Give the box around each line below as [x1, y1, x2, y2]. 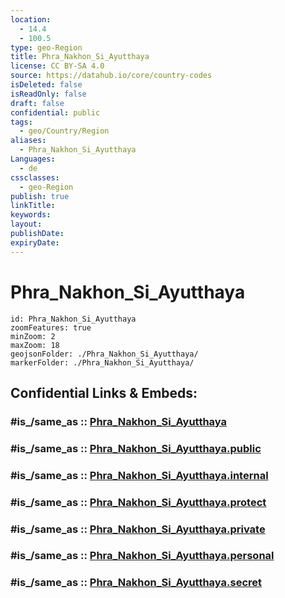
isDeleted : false [10, 80, 83, 90]
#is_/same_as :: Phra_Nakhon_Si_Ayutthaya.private [10, 522, 266, 536]
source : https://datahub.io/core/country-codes [10, 71, 213, 81]
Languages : [10, 154, 56, 164]
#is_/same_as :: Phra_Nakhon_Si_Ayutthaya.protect [10, 495, 267, 509]
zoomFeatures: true [10, 322, 92, 333]
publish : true [10, 191, 70, 201]
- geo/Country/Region [19, 126, 110, 136]
